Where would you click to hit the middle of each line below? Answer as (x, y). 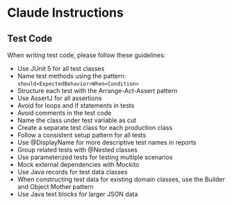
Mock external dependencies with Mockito (78, 164)
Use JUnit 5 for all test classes (61, 68)
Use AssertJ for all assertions (59, 98)
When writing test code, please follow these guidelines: (86, 55)
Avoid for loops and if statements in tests (76, 105)
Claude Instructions (65, 13)
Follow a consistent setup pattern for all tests (82, 135)
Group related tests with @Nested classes (77, 150)
